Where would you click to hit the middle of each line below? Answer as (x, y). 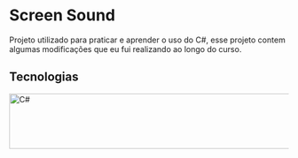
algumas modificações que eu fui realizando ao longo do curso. (125, 49)
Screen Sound (62, 15)
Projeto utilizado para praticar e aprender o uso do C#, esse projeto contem (147, 40)
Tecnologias (44, 77)
